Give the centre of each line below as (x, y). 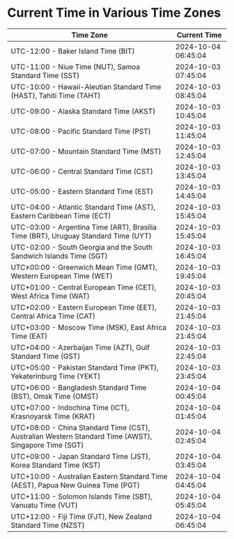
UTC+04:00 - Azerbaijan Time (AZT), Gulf (80, 347)
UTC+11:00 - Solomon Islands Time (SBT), (82, 496)
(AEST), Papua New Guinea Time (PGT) (76, 485)
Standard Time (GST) (46, 356)
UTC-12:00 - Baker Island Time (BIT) (73, 51)
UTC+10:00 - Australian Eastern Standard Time (89, 476)
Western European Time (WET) (62, 275)
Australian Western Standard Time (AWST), (81, 436)
